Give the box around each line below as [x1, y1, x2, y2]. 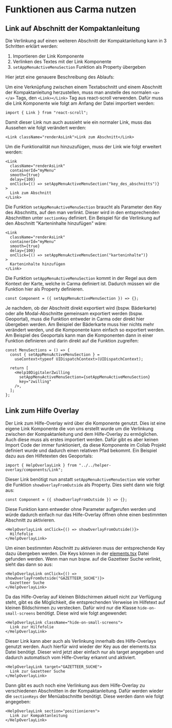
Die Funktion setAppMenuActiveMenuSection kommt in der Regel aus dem [5, 275, 157, 281]
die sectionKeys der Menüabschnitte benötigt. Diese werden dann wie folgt [5, 693, 164, 699]
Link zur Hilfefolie [10, 624, 54, 629]
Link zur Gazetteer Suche [10, 668, 66, 674]
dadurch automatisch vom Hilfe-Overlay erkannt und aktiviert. [5, 654, 137, 660]
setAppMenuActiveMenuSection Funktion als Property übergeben [12, 64, 146, 70]
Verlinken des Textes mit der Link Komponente [12, 59, 111, 65]
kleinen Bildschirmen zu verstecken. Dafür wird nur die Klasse [5, 604, 137, 610]
